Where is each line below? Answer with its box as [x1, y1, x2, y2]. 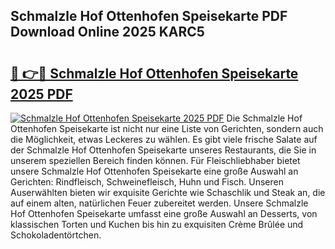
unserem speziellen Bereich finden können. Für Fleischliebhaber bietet [10, 155, 301, 166]
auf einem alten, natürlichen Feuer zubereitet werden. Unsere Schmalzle [10, 197, 309, 209]
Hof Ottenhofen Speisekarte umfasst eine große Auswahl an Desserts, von [10, 208, 318, 219]
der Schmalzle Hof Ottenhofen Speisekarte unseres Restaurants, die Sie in [10, 144, 317, 156]
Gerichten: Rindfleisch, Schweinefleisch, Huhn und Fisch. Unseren [10, 176, 284, 188]
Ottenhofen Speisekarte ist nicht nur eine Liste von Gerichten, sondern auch [10, 123, 324, 134]
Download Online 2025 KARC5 [10, 24, 205, 41]
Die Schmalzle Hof [226, 112, 303, 124]
